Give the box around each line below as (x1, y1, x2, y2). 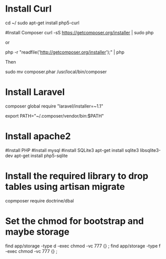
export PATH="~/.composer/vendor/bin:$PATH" (5, 113, 104, 119)
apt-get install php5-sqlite (14, 152, 68, 159)
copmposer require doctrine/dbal (5, 197, 74, 203)
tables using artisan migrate (5, 181, 125, 192)
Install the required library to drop (5, 170, 148, 182)
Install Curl (5, 3, 52, 15)
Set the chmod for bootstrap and (5, 215, 144, 227)
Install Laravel (5, 86, 65, 98)
